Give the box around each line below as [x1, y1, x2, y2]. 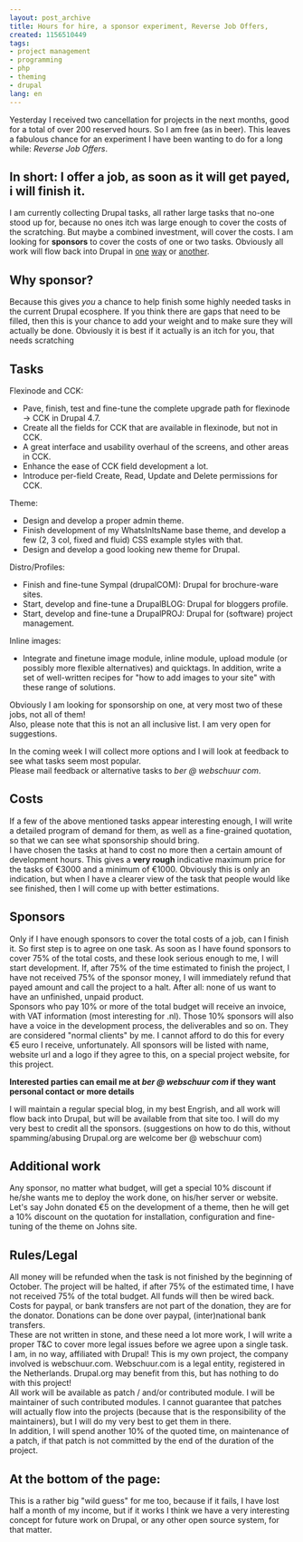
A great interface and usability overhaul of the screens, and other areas [22, 441, 289, 452]
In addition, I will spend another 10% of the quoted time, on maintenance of [9, 1426, 289, 1437]
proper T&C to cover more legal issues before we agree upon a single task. [9, 1339, 289, 1350]
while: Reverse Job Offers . [9, 142, 109, 154]
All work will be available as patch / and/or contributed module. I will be [9, 1387, 276, 1398]
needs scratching [9, 335, 74, 346]
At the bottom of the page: [9, 1471, 161, 1487]
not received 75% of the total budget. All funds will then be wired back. [9, 1291, 275, 1302]
